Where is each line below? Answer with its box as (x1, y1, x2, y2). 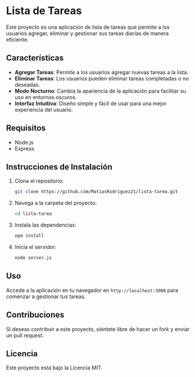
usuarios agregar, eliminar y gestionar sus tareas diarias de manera (6, 29, 169, 36)
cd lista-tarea (14, 211, 52, 217)
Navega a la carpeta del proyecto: (14, 200, 97, 207)
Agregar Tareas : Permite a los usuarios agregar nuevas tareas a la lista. (14, 69, 189, 76)
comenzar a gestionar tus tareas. (6, 292, 86, 300)
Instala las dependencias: (14, 221, 76, 228)
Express (14, 145, 35, 152)
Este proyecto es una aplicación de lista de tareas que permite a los (6, 23, 170, 31)
